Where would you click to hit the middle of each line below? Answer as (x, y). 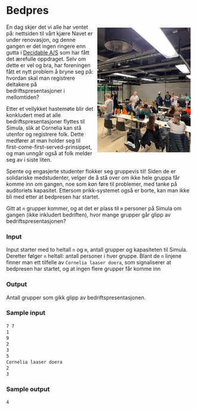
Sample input (26, 313)
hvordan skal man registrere (41, 78)
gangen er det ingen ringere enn (46, 46)
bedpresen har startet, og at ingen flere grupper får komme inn (84, 269)
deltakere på (22, 84)
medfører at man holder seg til (43, 140)
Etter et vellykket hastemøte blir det (50, 108)
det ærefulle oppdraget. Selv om (46, 59)
